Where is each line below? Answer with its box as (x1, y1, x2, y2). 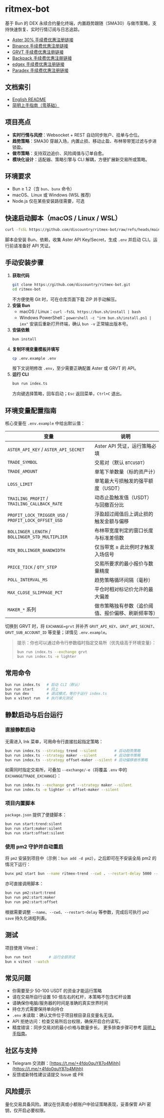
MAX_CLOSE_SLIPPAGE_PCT (7, 590, 63, 595)
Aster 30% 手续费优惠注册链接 (12, 37, 74, 43)
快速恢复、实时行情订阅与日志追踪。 (9, 26, 82, 32)
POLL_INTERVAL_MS (7, 577, 48, 583)
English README (12, 96, 46, 102)
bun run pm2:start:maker (5, 895, 56, 900)
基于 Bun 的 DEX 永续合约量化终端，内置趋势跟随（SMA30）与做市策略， (5, 20, 153, 26)
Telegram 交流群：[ (12, 1060, 51, 1066)
